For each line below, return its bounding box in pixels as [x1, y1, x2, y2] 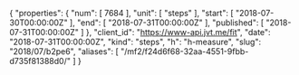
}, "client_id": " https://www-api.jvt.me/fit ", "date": [85, 27, 271, 37]
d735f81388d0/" [9, 56, 71, 66]
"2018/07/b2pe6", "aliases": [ [9, 46, 120, 57]
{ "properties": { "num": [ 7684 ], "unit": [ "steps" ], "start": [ [9, 8, 234, 18]
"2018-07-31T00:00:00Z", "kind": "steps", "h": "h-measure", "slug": [9, 36, 262, 47]
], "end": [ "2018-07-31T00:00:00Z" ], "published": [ [69, 17, 265, 28]
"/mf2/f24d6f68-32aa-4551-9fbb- [121, 46, 249, 57]
